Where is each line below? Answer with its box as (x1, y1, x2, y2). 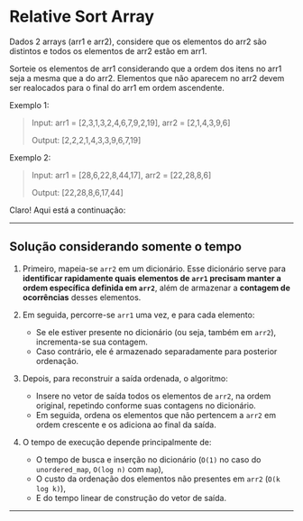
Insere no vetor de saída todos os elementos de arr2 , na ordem (35, 390, 271, 401)
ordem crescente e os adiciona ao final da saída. (35, 419, 216, 430)
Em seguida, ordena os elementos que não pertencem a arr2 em (35, 409, 277, 420)
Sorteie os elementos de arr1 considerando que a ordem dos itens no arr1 (9, 63, 282, 74)
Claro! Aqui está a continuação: (9, 205, 126, 215)
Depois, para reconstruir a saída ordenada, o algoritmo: (22, 372, 228, 384)
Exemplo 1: (9, 99, 50, 110)
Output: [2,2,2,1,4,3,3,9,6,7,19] (31, 134, 142, 145)
